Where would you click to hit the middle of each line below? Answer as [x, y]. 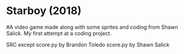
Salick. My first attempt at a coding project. [59, 33]
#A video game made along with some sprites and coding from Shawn [92, 27]
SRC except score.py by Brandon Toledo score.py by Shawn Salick [88, 45]
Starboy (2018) [44, 11]
